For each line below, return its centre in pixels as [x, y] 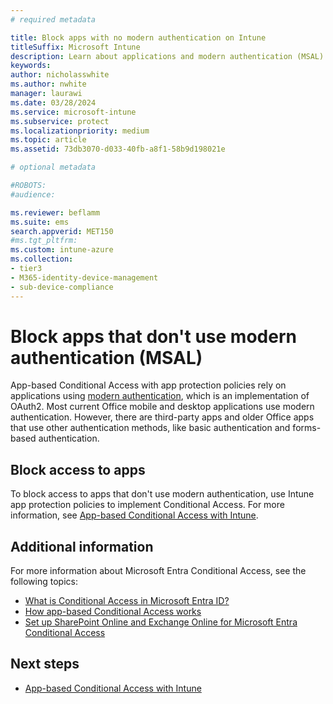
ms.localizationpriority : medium [80, 131]
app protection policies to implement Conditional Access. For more [147, 505]
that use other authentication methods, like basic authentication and [150, 428]
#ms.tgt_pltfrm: [44, 241]
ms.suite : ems [40, 222]
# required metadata [53, 19]
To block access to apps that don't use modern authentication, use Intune [162, 494]
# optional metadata [53, 167]
